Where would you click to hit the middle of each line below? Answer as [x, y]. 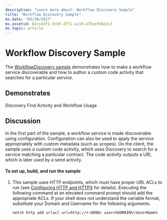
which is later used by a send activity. [44, 159]
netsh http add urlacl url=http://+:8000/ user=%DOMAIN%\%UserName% [85, 212]
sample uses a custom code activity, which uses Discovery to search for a [81, 149]
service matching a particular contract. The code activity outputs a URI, [79, 154]
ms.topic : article [24, 28]
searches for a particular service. [39, 77]
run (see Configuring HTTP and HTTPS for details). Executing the [80, 187]
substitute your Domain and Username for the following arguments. [82, 203]
